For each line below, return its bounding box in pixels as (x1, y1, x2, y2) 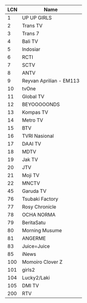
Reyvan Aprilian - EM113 (22, 78, 80, 84)
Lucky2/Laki (22, 274, 50, 281)
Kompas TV (22, 109, 49, 115)
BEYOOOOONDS (22, 101, 60, 108)
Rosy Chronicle (22, 204, 57, 210)
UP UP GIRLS (22, 15, 52, 21)
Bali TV (22, 38, 38, 45)
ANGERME (22, 235, 46, 241)
